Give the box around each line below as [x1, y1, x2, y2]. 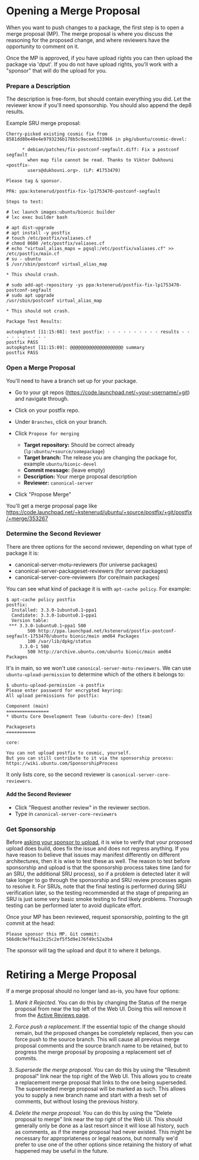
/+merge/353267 [6, 515, 49, 522]
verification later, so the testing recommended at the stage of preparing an [6, 889, 189, 896]
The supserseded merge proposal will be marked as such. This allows [14, 1085, 186, 1093]
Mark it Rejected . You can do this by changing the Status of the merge [14, 999, 187, 1006]
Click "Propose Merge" [14, 490, 71, 498]
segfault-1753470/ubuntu [6, 633, 68, 639]
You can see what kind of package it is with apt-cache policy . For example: [6, 585, 191, 592]
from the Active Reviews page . [14, 1012, 90, 1019]
